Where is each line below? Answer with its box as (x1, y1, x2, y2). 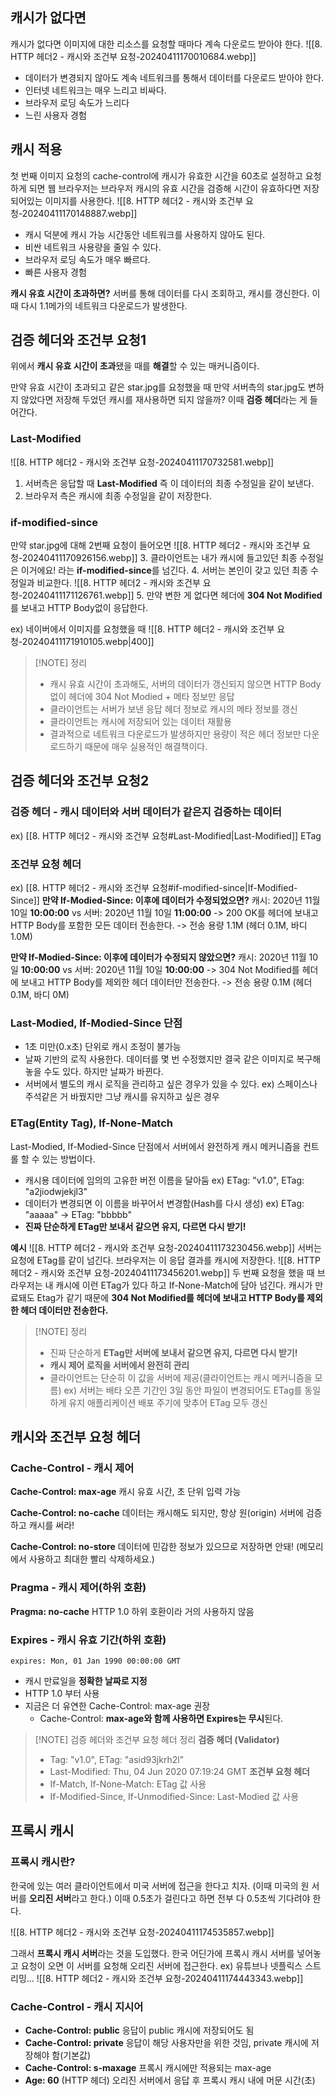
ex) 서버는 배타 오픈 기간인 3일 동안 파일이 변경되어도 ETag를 (63, 1384, 303, 1396)
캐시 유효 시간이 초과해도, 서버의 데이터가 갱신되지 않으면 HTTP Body (49, 678, 322, 690)
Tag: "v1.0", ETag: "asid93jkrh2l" (49, 1753, 185, 1765)
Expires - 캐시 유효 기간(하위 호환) (10, 1633, 167, 1647)
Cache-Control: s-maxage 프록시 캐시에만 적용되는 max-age (24, 2061, 272, 2073)
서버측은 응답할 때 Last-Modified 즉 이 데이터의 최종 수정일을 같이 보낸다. (24, 477, 315, 489)
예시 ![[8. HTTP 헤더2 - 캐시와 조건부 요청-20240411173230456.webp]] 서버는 (10, 1241, 322, 1253)
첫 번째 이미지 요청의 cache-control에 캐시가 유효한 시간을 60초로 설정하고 (10, 169, 303, 182)
